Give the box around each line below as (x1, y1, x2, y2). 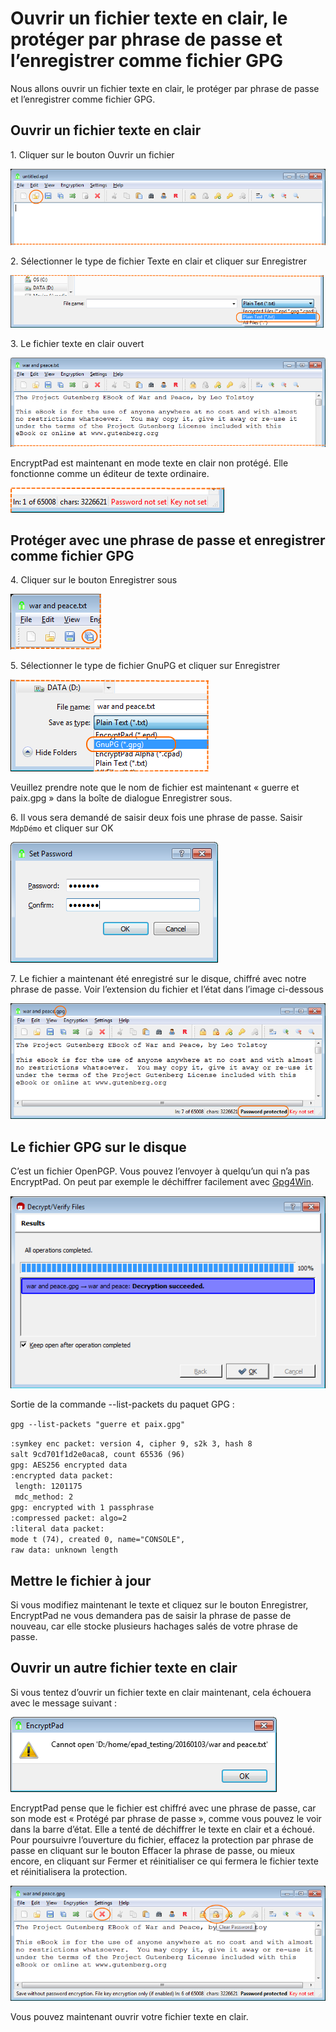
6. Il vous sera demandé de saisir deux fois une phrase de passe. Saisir (10, 812, 303, 824)
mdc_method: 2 (14, 1492, 74, 1502)
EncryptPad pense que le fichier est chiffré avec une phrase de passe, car (10, 1802, 317, 1814)
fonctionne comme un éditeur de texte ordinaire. (10, 467, 210, 479)
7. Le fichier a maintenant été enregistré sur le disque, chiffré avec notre (10, 973, 307, 985)
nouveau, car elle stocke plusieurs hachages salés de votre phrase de (10, 1620, 299, 1632)
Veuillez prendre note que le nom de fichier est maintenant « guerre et (10, 782, 300, 794)
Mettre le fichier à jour (10, 1572, 152, 1589)
